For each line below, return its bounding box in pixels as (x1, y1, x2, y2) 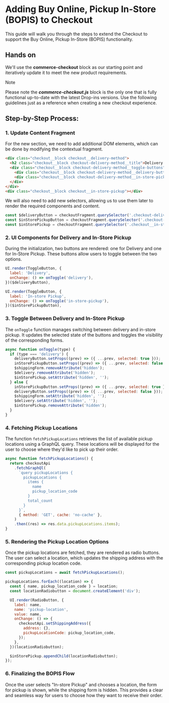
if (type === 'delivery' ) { (10, 351, 69, 357)
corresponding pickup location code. (5, 560, 82, 567)
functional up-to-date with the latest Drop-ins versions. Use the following (5, 94, 157, 100)
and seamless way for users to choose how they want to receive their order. (5, 692, 162, 698)
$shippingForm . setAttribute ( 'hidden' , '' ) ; (14, 394, 107, 399)
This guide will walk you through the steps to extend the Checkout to (5, 31, 148, 37)
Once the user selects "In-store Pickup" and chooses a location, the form (5, 681, 157, 687)
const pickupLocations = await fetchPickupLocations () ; (5, 570, 125, 575)
